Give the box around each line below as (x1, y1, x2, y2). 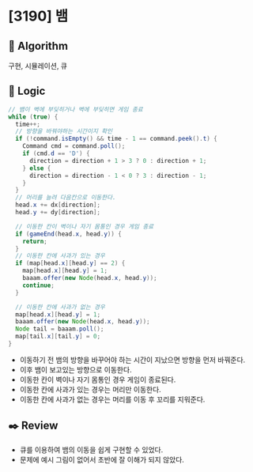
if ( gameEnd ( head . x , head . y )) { (15, 230, 123, 238)
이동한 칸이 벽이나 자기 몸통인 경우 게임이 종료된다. (19, 375, 176, 384)
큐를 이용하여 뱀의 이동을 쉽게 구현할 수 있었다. (19, 444, 164, 455)
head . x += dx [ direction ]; (15, 201, 101, 210)
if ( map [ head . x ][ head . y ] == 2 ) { (15, 259, 126, 267)
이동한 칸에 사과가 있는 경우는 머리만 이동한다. (19, 384, 162, 394)
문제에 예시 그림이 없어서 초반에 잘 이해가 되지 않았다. (19, 455, 184, 464)
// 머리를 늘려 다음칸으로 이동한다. (15, 194, 116, 202)
